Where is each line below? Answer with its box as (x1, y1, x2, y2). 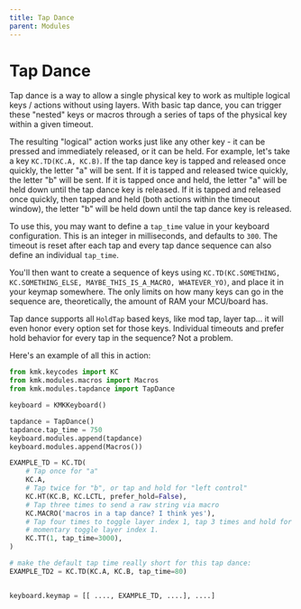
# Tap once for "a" (25, 466, 99, 476)
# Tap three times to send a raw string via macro (25, 500, 220, 510)
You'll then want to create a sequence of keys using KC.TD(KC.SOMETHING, (9, 267, 281, 278)
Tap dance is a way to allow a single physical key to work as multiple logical (9, 90, 291, 101)
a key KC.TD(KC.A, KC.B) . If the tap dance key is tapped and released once (9, 155, 287, 167)
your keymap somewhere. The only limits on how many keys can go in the (9, 286, 284, 298)
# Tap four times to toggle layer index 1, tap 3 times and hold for (25, 517, 293, 526)
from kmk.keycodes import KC (9, 367, 119, 377)
